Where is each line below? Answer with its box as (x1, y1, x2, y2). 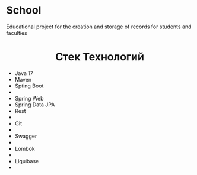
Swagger (14, 132, 37, 140)
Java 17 (14, 69, 34, 77)
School (6, 4, 42, 17)
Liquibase (14, 157, 39, 164)
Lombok (14, 145, 36, 152)
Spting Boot (14, 82, 44, 89)
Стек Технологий (55, 50, 144, 64)
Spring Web (14, 95, 44, 102)
